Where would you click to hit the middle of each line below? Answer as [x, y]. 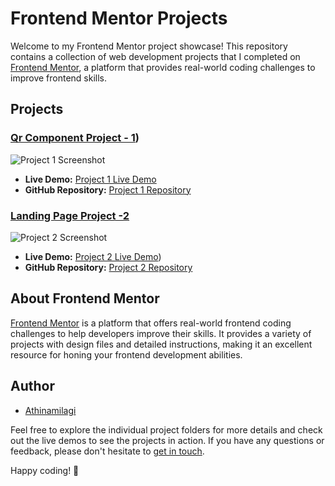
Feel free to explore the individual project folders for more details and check [166, 429]
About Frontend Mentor [85, 298]
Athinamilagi [50, 410]
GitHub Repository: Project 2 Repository [108, 267]
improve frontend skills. [59, 78]
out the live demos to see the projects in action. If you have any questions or [167, 440]
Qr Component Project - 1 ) [75, 138]
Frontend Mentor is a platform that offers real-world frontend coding [151, 323]
